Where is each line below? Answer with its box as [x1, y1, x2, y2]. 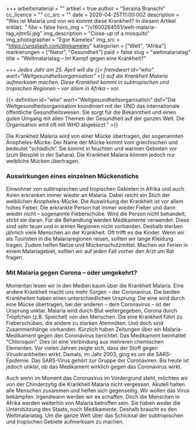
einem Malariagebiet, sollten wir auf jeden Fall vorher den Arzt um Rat [6, 248, 174, 255]
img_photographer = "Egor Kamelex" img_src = [6, 36, 120, 43]
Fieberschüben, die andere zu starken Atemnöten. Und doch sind [6, 319, 164, 326]
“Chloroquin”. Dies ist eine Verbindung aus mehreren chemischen [6, 338, 164, 345]
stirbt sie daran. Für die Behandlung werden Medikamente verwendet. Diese [6, 216, 190, 224]
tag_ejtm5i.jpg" [6, 30, 43, 37]
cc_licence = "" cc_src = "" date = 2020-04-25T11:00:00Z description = [6, 11, 180, 18]
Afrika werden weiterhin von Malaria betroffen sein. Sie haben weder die [6, 399, 181, 407]
